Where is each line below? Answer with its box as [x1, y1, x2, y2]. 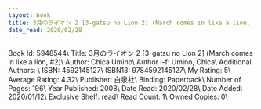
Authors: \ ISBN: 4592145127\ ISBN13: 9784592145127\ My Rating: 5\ [8, 66, 231, 75]
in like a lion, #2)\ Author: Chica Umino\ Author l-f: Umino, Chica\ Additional [8, 57, 252, 67]
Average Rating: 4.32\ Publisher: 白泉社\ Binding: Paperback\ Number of [8, 75, 241, 85]
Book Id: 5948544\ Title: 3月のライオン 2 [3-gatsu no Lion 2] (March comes [8, 49, 253, 58]
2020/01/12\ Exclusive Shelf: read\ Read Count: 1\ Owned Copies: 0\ [8, 92, 228, 102]
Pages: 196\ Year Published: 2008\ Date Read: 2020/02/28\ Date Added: [8, 84, 243, 93]
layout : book [8, 11, 51, 20]
